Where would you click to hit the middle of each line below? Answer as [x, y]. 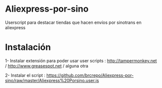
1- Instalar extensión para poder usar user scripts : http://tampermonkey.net [81, 61]
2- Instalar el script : [25, 75]
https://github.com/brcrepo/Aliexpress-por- [90, 75]
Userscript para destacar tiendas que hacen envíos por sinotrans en [73, 22]
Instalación [28, 47]
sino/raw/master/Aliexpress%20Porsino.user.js [52, 80]
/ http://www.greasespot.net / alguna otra [47, 66]
